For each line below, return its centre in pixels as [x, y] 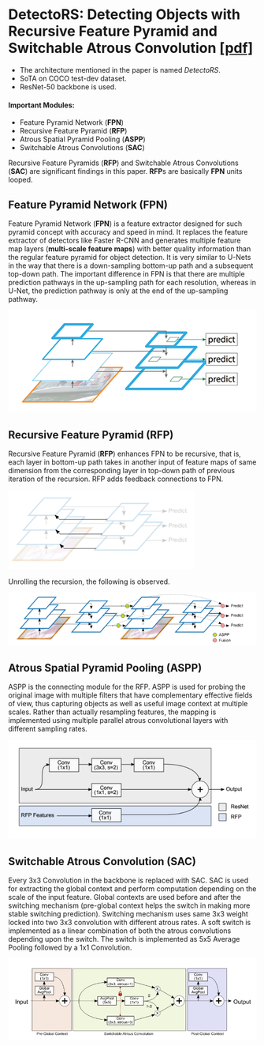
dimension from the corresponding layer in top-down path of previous [121, 471]
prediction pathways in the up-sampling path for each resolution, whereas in [132, 282]
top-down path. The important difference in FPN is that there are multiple [127, 273]
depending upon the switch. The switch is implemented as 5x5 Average [124, 939]
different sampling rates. [48, 729]
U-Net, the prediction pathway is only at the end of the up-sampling [118, 291]
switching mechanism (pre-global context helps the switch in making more [129, 905]
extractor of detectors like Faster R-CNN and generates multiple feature [125, 240]
